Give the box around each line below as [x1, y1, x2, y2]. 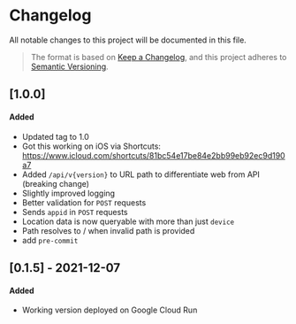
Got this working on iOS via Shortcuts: [21, 141, 162, 151]
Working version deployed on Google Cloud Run [21, 305, 198, 315]
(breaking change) [21, 178, 90, 189]
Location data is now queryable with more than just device [21, 216, 235, 227]
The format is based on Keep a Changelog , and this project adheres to [30, 51, 287, 62]
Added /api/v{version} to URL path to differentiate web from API [21, 169, 261, 180]
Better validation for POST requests [21, 197, 147, 208]
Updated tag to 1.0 [21, 131, 90, 142]
